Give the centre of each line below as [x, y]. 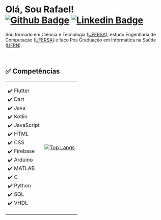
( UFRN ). [14, 45]
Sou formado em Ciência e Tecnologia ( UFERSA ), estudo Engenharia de [81, 34]
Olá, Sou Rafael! [40, 9]
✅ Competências [33, 71]
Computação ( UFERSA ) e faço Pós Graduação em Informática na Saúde [81, 40]
